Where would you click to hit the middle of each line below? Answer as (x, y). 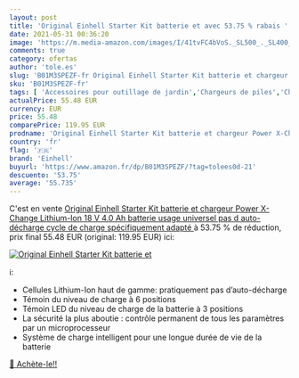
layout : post (33, 17)
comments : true (37, 51)
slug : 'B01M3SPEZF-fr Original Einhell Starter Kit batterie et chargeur (149, 76)
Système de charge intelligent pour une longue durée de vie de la (142, 337)
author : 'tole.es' (43, 68)
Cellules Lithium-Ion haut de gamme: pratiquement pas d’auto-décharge (154, 290)
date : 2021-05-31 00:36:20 (59, 34)
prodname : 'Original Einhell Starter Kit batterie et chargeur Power (141, 134)
